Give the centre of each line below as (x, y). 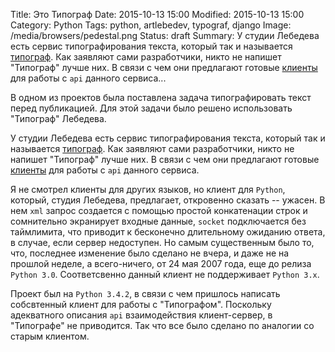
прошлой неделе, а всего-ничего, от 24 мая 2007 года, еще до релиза (161, 263)
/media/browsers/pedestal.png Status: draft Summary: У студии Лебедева (165, 35)
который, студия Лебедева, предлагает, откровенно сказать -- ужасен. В (168, 200)
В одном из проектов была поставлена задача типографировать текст (161, 97)
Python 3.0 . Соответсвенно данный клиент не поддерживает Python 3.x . (165, 274)
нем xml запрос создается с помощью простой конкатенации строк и (159, 210)
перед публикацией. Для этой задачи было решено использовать (151, 108)
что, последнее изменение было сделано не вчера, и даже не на (150, 253)
